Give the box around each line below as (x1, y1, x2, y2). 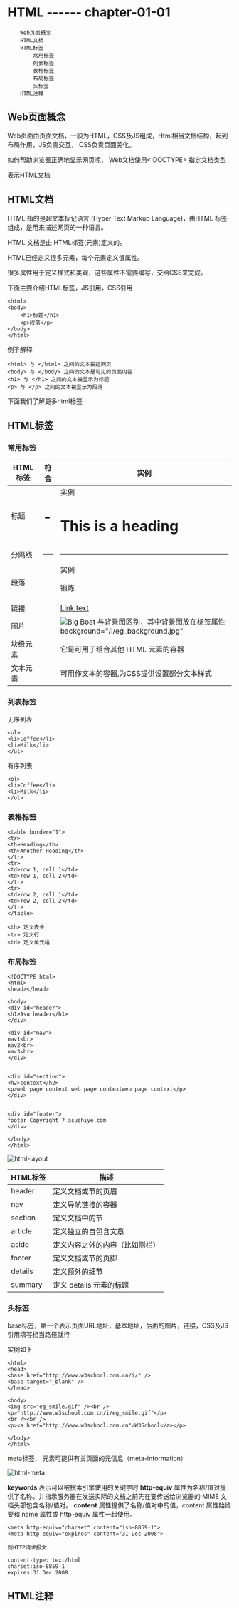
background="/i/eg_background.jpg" (60, 626, 184, 636)
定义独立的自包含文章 (53, 1227, 124, 1237)
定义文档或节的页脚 (53, 1253, 117, 1263)
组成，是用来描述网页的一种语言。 (7, 223, 107, 231)
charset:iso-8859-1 (7, 1562, 65, 1570)
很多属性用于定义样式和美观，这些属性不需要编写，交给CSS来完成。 (7, 268, 208, 277)
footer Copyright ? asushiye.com (7, 1117, 107, 1124)
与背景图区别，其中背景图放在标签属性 (97, 617, 226, 627)
